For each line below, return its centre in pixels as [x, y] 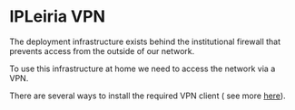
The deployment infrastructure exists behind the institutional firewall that [145, 41]
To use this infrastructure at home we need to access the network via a [143, 69]
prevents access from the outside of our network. [102, 50]
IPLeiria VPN [58, 17]
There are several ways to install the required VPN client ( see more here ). [147, 96]
